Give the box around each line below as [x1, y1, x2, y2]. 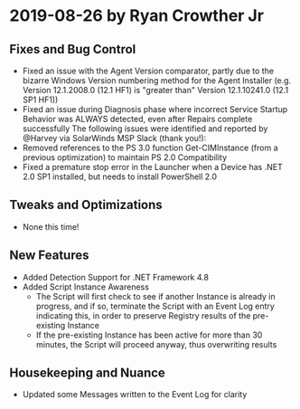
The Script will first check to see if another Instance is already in [35, 290, 276, 301]
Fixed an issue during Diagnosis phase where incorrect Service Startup [22, 104, 288, 114]
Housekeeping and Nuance [9, 366, 165, 381]
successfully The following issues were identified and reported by [22, 123, 268, 134]
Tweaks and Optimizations [9, 197, 163, 213]
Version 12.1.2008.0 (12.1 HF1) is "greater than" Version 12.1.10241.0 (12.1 [22, 85, 289, 95]
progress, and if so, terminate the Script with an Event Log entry [35, 300, 276, 311]
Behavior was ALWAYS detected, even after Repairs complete [22, 114, 253, 124]
